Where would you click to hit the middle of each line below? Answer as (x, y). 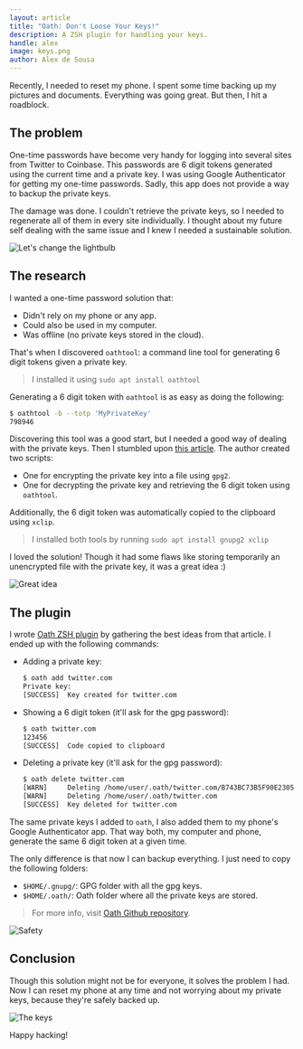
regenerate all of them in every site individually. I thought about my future (146, 220)
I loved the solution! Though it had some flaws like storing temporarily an (145, 557)
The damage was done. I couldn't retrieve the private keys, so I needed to (147, 211)
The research (48, 276)
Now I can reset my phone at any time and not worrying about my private (146, 990)
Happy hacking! (39, 1035)
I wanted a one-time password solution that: (91, 298)
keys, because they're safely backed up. (85, 999)
